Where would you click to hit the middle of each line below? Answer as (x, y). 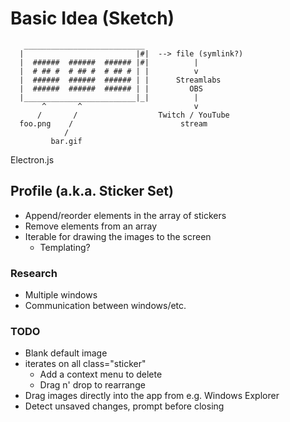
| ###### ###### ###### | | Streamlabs (120, 80)
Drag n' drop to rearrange (92, 385)
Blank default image (66, 353)
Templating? (65, 247)
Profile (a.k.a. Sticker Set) (92, 191)
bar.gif (66, 141)
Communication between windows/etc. (105, 306)
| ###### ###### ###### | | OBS (111, 88)
